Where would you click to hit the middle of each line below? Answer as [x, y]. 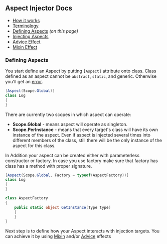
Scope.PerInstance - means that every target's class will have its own [85, 130]
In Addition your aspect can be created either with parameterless [72, 155]
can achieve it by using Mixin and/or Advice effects [58, 236]
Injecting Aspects [30, 36]
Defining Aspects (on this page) [45, 31]
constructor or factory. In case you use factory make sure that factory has [81, 161]
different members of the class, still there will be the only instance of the [87, 140]
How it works [26, 20]
